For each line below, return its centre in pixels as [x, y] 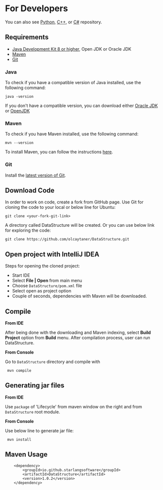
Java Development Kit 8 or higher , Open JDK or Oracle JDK [72, 49]
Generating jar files [35, 386]
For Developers [36, 9]
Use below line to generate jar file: [39, 431]
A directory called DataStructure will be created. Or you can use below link [80, 225]
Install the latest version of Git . [36, 175]
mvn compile [19, 371]
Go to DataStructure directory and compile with [53, 362]
